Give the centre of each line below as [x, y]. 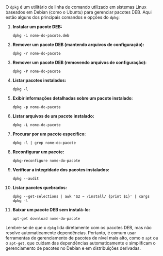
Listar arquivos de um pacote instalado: [53, 116]
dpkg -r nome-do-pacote [37, 53]
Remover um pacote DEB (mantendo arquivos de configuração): [78, 45]
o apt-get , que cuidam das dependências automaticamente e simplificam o [81, 243]
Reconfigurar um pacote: [38, 152]
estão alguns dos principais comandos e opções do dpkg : [63, 17]
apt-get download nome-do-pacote [46, 219]
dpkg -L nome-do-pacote [37, 125]
